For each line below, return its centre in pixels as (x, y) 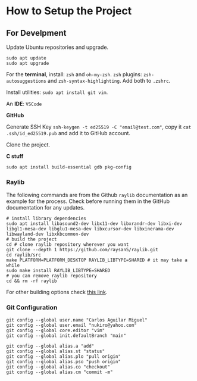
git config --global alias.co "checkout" (58, 367)
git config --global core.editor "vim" (56, 330)
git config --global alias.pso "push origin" (63, 361)
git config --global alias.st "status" (56, 351)
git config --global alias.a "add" (50, 346)
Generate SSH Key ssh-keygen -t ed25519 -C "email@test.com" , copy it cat (99, 127)
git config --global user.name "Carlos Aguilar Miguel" (77, 320)
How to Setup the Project (69, 11)
